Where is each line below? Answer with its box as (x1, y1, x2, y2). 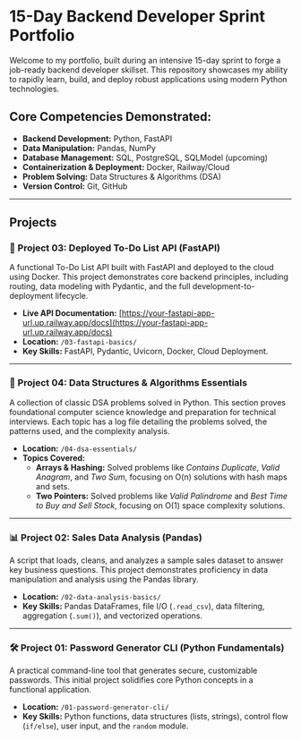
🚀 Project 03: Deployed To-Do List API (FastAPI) (9, 242, 221, 254)
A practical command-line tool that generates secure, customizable (9, 665, 258, 676)
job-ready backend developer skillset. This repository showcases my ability (9, 64, 288, 75)
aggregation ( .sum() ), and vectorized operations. (21, 610, 203, 621)
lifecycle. (55, 291, 89, 302)
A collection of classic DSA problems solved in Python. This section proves (9, 396, 287, 408)
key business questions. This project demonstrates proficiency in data (9, 565, 269, 575)
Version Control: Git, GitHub (21, 181, 128, 191)
